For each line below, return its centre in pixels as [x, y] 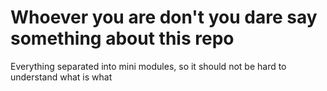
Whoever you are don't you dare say [164, 17]
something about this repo [122, 38]
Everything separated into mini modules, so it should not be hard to [148, 66]
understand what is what [61, 77]
